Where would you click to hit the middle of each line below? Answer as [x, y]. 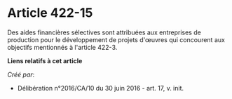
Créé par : [21, 74]
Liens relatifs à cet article [45, 60]
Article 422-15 [50, 13]
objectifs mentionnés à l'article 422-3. [62, 47]
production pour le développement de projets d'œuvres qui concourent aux [116, 39]
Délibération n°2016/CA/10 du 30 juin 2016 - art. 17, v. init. [101, 88]
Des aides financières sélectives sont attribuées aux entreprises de [104, 32]
